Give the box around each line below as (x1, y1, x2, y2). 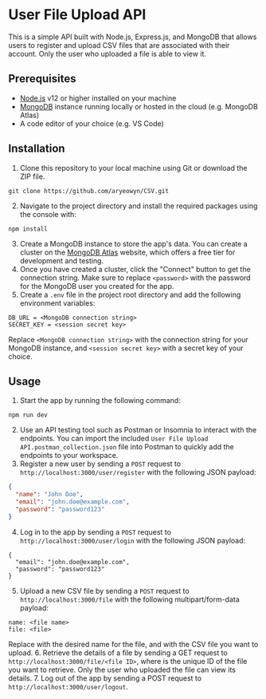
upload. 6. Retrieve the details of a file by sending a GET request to (8, 648, 229, 658)
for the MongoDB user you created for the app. (19, 281, 174, 290)
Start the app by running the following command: (19, 396, 181, 405)
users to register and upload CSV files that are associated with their (8, 40, 230, 49)
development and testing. (19, 255, 104, 265)
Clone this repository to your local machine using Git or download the (19, 163, 248, 172)
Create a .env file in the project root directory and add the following (19, 290, 241, 299)
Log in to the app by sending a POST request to (19, 527, 171, 536)
